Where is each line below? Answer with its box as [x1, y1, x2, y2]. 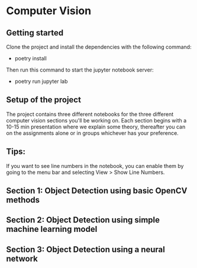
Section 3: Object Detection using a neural [6, 244, 166, 254]
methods [6, 195, 40, 205]
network [6, 253, 38, 264]
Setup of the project [6, 95, 82, 105]
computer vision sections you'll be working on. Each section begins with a [6, 117, 187, 124]
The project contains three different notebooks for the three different [6, 111, 174, 118]
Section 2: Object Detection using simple [6, 215, 160, 225]
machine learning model [6, 224, 98, 234]
